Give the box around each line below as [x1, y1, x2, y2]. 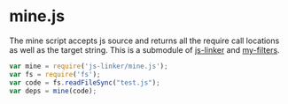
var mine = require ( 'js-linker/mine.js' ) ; [9, 62, 168, 71]
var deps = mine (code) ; [9, 86, 97, 95]
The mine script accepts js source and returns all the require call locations [9, 35, 280, 46]
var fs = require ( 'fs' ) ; [9, 70, 101, 78]
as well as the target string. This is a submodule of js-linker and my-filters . [9, 44, 281, 55]
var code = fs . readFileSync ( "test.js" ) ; [9, 78, 161, 87]
